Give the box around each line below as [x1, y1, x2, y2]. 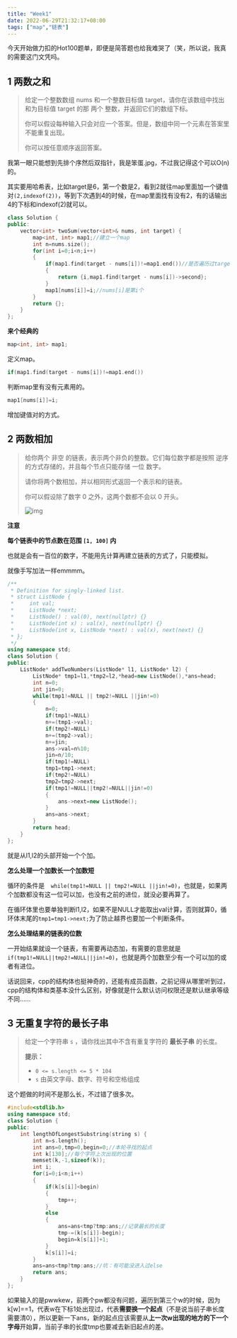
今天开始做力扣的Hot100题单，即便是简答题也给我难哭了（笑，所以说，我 [7, 44, 221, 52]
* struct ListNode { [10, 593, 71, 601]
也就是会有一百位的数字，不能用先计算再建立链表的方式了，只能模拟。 [7, 551, 212, 560]
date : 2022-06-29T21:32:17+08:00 [7, 17, 106, 24]
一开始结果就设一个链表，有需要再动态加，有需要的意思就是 [7, 944, 181, 952]
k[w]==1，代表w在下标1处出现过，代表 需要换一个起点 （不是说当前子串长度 [7, 1305, 225, 1313]
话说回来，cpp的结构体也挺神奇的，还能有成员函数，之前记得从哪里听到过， [7, 977, 230, 985]
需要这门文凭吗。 [13, 52, 64, 61]
